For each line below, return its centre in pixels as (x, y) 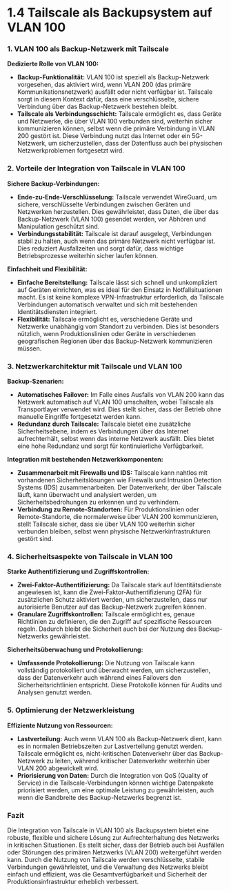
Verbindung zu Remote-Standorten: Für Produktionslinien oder (108, 509)
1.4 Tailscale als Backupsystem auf (110, 13)
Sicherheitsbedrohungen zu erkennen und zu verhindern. (99, 502)
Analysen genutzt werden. (54, 692)
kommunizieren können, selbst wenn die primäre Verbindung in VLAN (116, 128)
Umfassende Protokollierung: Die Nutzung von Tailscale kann (106, 663)
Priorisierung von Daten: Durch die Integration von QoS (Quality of (112, 775)
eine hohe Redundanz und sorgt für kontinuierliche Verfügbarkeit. (110, 446)
